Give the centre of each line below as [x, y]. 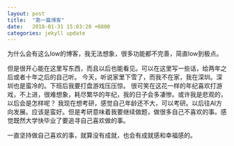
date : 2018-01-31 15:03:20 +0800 [59, 26]
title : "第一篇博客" [36, 20]
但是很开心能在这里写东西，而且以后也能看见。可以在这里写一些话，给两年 [114, 68]
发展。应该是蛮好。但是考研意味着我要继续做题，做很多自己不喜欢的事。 [117, 112]
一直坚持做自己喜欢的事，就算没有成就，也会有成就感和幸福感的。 [102, 136]
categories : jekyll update [46, 33]
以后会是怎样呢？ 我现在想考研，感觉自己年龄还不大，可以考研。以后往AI [112, 103]
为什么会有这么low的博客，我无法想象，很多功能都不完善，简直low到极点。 [115, 54]
